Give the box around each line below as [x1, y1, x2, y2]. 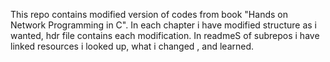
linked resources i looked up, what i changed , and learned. [10, 40, 255, 52]
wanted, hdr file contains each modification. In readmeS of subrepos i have [10, 30, 320, 41]
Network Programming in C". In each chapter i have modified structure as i [10, 19, 317, 31]
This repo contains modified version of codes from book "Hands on [10, 9, 288, 20]
